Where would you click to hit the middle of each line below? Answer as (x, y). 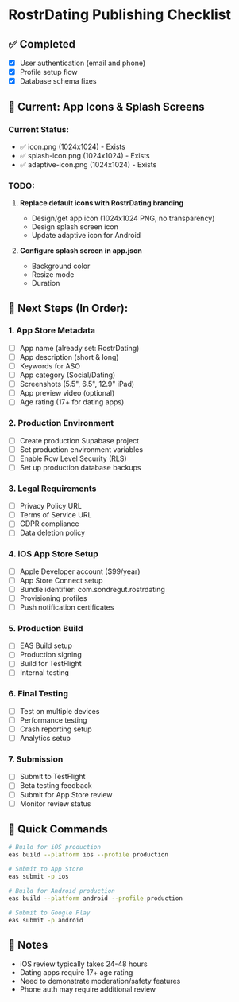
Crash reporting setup (56, 729)
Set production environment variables (81, 449)
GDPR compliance (49, 524)
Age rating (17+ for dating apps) (72, 402)
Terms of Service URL (56, 515)
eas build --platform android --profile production (95, 898)
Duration (46, 283)
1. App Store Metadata (52, 330)
